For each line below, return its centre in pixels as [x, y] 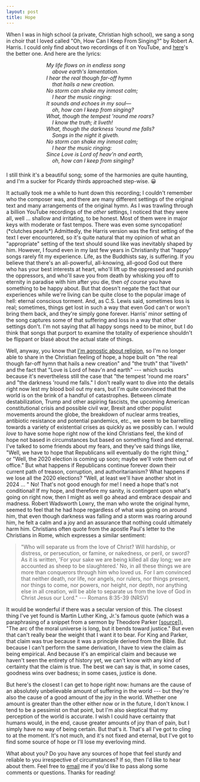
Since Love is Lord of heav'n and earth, [95, 154]
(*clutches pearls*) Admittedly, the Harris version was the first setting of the [100, 231]
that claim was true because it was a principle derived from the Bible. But [96, 641]
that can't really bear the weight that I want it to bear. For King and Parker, [97, 635]
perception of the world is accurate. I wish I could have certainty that [91, 716]
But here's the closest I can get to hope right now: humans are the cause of [99, 684]
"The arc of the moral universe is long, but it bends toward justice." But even [100, 628]
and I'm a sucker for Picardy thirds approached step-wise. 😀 [81, 181]
